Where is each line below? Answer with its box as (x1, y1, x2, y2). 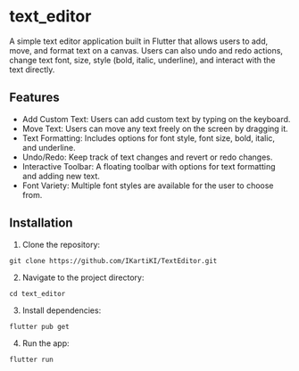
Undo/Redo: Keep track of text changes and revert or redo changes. (21, 152, 273, 162)
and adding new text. (21, 170, 101, 181)
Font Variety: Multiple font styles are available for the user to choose (21, 180, 274, 191)
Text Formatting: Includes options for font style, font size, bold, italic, (21, 132, 275, 144)
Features (9, 90, 60, 105)
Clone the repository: (21, 239, 101, 250)
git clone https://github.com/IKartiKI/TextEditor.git (9, 256, 218, 265)
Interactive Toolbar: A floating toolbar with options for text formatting (21, 161, 276, 171)
